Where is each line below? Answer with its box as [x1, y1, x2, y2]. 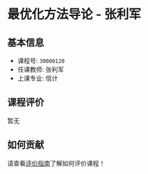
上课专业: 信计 [17, 74, 58, 82]
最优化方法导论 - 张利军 [7, 6, 142, 22]
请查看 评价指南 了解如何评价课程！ [7, 159, 105, 167]
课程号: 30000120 [17, 57, 65, 65]
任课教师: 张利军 [17, 65, 64, 74]
